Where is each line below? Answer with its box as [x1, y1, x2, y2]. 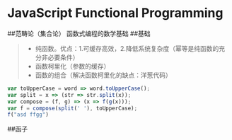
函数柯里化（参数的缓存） [35, 62, 110, 70]
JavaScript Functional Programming [7, 5, 224, 21]
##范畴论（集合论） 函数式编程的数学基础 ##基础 [7, 29, 151, 37]
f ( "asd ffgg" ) [7, 111, 50, 118]
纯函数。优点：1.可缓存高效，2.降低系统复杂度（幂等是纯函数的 [35, 44, 219, 52]
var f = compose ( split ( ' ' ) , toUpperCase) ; [7, 105, 138, 112]
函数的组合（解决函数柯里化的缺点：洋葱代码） [35, 71, 172, 79]
